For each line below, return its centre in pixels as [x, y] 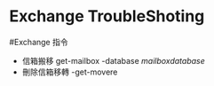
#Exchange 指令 [39, 42]
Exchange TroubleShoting [107, 16]
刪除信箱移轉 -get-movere [70, 72]
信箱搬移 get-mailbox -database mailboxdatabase [114, 60]
